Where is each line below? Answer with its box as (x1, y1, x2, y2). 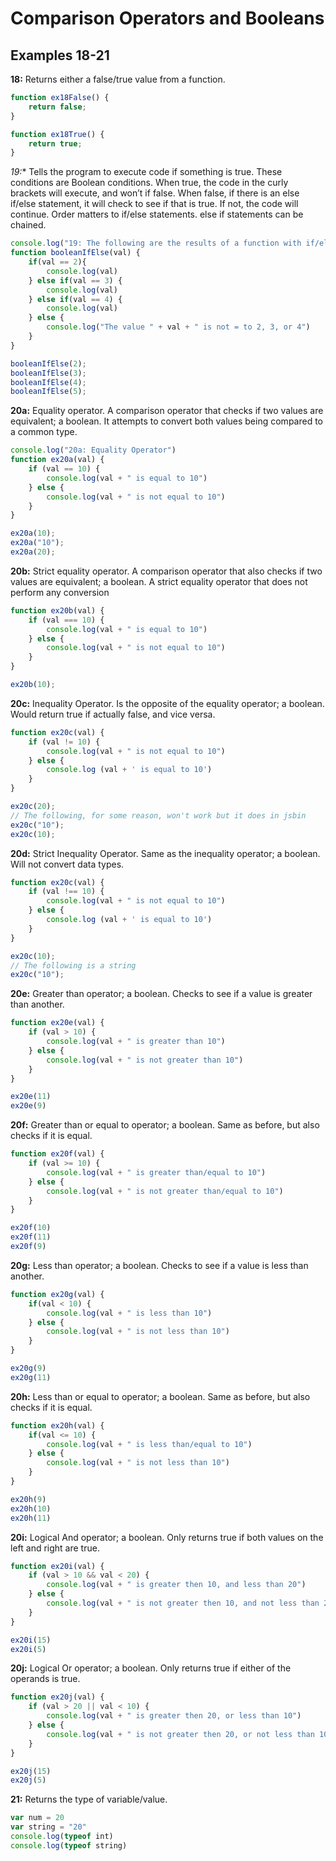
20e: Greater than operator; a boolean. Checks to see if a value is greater (10, 988, 313, 1000)
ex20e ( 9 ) (10, 1101, 47, 1111)
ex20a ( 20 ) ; (10, 547, 56, 557)
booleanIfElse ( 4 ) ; (10, 377, 87, 387)
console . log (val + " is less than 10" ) (46, 1308, 213, 1318)
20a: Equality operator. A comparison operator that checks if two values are (10, 405, 324, 417)
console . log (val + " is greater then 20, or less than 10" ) (46, 1711, 302, 1721)
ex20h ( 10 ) (10, 1503, 52, 1514)
